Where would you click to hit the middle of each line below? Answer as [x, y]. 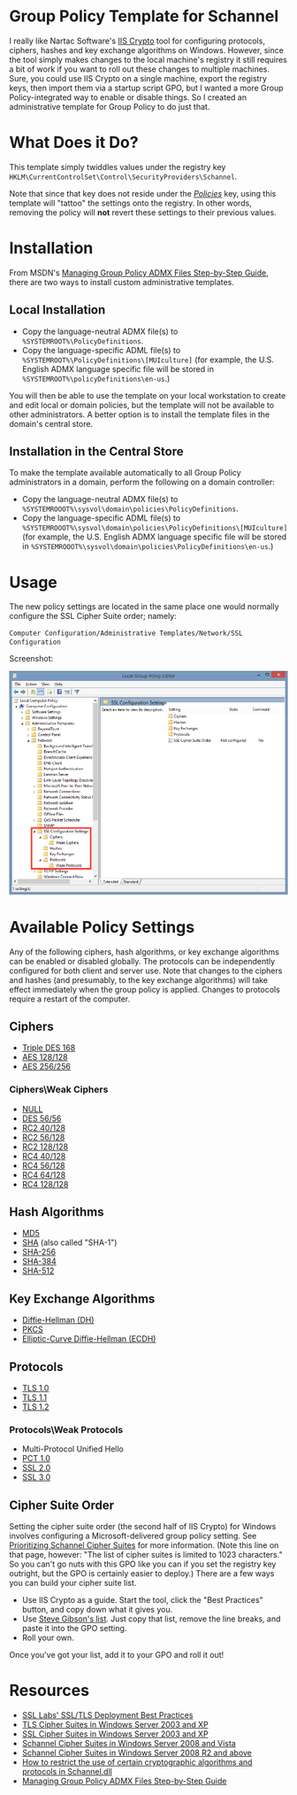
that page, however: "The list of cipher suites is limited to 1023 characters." [146, 1555]
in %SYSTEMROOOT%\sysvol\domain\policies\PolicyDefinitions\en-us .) [148, 546]
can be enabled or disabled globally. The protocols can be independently [142, 961]
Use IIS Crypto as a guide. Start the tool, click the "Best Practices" [142, 1600]
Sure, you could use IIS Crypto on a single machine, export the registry [138, 78]
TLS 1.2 [35, 1407]
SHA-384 [39, 1261]
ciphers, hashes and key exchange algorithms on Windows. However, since [147, 50]
